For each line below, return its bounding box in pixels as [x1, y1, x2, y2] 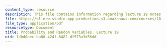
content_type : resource [5, 7, 55, 12]
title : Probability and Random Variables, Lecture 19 [5, 30, 119, 35]
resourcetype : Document [5, 25, 55, 30]
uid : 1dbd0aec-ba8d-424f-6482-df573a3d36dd [5, 35, 97, 40]
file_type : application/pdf [5, 21, 64, 26]
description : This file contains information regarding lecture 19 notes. [5, 12, 164, 17]
